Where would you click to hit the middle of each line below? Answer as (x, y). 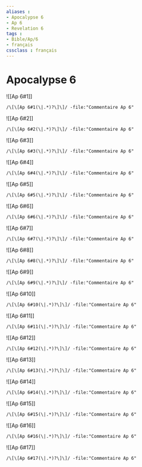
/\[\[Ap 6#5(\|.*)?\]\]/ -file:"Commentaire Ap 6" (70, 195)
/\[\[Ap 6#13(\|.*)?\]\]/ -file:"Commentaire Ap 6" (71, 370)
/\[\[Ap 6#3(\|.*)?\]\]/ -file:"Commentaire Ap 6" (70, 151)
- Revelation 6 (25, 28)
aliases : (18, 12)
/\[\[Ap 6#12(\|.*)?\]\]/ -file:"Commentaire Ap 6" (71, 349)
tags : (14, 34)
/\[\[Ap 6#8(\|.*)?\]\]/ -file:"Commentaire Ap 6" (70, 261)
